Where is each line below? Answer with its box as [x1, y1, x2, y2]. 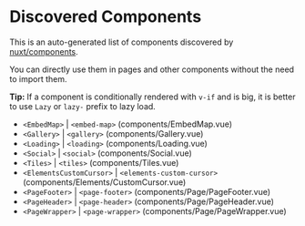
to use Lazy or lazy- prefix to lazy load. [9, 100, 157, 111]
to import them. [9, 73, 67, 84]
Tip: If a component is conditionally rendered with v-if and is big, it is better [9, 91, 296, 102]
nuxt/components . [9, 46, 79, 56]
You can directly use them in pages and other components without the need [9, 64, 294, 75]
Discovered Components [9, 6, 202, 27]
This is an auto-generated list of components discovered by [9, 36, 234, 47]
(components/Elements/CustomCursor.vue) [22, 176, 187, 188]
